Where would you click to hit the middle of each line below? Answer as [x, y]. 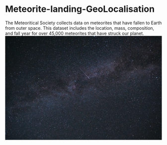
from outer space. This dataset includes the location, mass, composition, [80, 28]
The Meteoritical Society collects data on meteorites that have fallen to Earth [83, 23]
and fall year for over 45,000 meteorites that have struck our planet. [75, 33]
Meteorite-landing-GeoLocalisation [80, 9]
